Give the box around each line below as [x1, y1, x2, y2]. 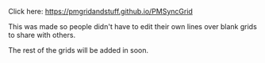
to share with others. [8, 31, 76, 39]
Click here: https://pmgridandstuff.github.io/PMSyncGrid [8, 7, 193, 16]
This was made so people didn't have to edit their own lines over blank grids [8, 22, 258, 31]
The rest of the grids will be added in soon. [8, 46, 149, 54]
